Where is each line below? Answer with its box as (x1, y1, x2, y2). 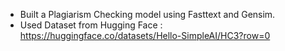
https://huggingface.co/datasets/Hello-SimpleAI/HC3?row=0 (19, 30, 271, 41)
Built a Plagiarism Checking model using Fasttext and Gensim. (19, 9, 276, 20)
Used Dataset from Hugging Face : (19, 19, 163, 31)
